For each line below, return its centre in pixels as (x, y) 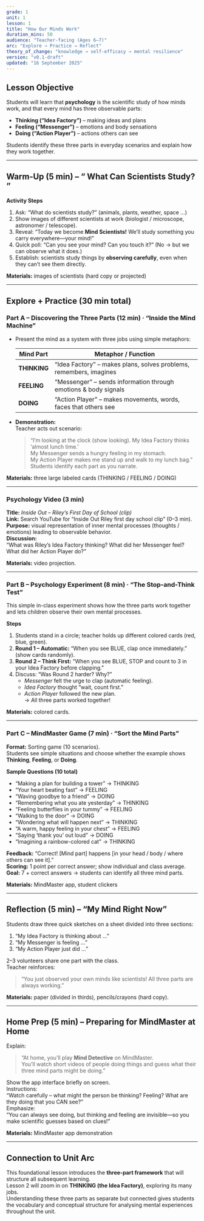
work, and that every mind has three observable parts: (74, 109)
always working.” (42, 985)
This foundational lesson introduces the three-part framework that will (95, 1173)
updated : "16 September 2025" (45, 63)
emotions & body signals (90, 389)
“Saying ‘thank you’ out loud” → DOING (64, 835)
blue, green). (31, 642)
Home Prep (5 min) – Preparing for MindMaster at (101, 1022)
